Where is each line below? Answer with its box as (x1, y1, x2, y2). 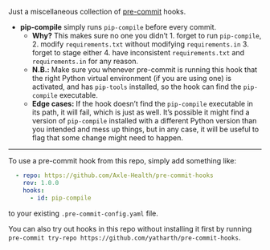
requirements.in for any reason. (31, 56, 139, 66)
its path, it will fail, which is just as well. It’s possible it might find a (31, 107, 250, 117)
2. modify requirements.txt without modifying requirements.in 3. (31, 39, 249, 49)
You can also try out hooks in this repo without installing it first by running (8, 224, 252, 233)
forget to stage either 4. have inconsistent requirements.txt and (31, 48, 245, 57)
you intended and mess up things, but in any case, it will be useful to (31, 124, 260, 134)
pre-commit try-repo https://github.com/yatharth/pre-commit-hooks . (8, 232, 241, 242)
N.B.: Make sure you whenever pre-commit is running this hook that (31, 65, 258, 75)
